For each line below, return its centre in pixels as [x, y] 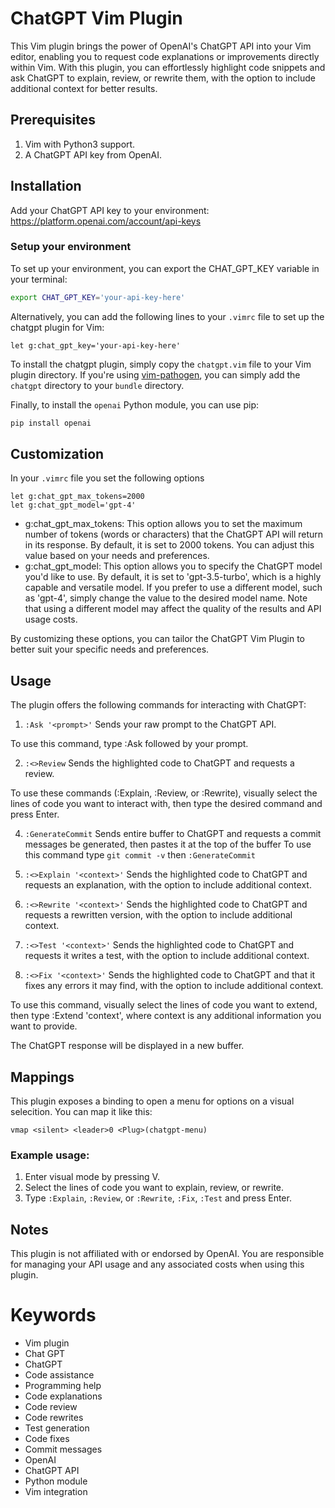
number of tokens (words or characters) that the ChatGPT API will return [174, 534]
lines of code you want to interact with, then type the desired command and [166, 804]
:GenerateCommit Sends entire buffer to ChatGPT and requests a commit [173, 834]
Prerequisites [53, 120]
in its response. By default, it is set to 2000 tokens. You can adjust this [169, 545]
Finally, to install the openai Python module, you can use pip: [135, 404]
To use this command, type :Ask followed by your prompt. [129, 744]
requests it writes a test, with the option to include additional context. [167, 956]
